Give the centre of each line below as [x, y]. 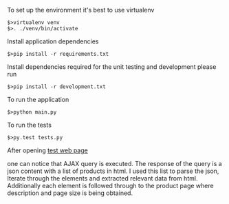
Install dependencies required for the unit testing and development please [112, 67]
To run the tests [29, 125]
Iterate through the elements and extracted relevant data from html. [102, 178]
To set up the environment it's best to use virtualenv [81, 10]
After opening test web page [47, 150]
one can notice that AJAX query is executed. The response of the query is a [115, 164]
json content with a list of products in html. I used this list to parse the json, [113, 171]
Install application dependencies [53, 41]
